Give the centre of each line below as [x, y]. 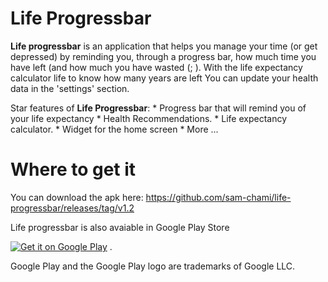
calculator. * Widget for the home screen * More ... [114, 129]
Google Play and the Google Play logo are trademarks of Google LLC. [153, 266]
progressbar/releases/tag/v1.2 [72, 208]
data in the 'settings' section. [70, 88]
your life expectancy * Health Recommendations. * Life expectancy [149, 118]
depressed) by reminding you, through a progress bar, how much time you [163, 56]
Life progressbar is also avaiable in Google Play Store [120, 227]
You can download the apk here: [77, 197]
